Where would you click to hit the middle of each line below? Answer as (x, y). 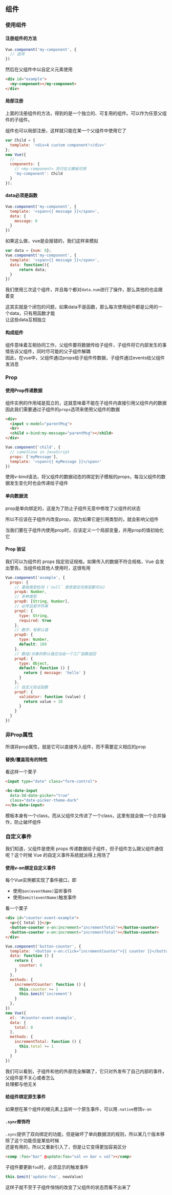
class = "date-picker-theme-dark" (45, 801)
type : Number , (34, 640)
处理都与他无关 (21, 1084)
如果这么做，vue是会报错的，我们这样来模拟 (52, 241)
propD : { (24, 635)
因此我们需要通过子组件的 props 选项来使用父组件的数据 (63, 409)
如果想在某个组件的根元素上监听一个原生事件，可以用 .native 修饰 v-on (79, 1109)
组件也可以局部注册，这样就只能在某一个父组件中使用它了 (66, 130)
